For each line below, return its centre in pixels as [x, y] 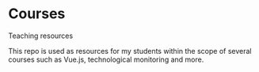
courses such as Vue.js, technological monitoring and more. [106, 59]
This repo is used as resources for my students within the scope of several [130, 51]
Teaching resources [41, 36]
